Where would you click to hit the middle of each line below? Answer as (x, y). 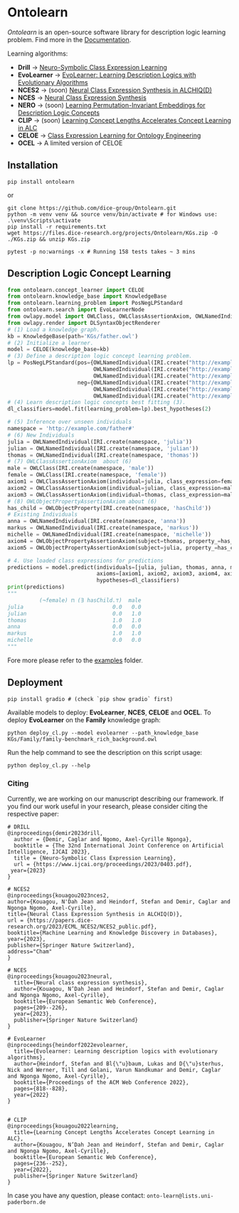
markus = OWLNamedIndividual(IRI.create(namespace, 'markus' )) (103, 528)
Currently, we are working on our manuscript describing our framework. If (116, 799)
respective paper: (33, 814)
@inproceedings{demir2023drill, (55, 833)
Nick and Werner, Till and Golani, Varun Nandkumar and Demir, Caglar (114, 1070)
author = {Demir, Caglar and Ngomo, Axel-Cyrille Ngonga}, (103, 840)
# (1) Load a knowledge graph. (54, 329)
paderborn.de (27, 1202)
